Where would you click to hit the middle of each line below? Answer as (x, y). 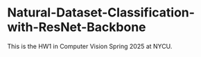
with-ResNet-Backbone (77, 27)
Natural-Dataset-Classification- (101, 13)
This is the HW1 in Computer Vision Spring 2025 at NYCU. (90, 46)
